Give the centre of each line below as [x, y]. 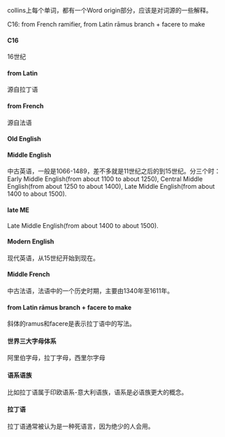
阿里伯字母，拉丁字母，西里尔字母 [56, 358]
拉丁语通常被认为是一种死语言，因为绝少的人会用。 [81, 426]
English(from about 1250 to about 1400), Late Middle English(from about [111, 187]
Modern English [31, 242]
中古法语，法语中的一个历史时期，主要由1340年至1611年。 [90, 291]
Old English [24, 139]
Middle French [29, 274]
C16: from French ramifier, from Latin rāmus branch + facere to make [106, 24]
